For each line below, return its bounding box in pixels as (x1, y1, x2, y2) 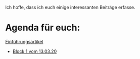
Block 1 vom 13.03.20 (12, 48, 57, 54)
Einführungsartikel (5, 38, 43, 44)
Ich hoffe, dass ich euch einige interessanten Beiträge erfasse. (5, 5, 135, 10)
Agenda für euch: (5, 22, 80, 33)
